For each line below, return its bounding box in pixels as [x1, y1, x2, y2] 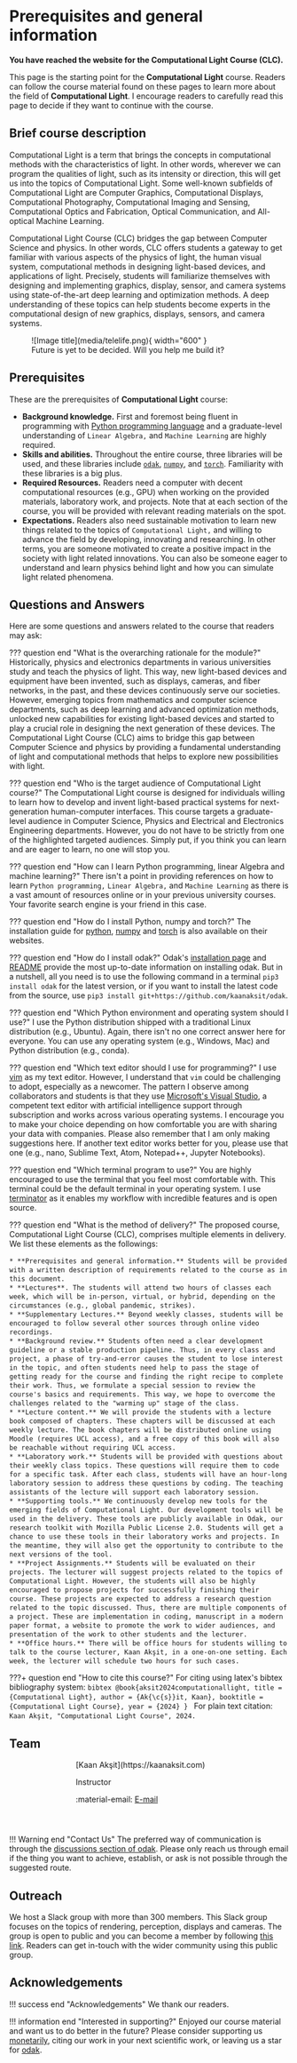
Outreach [9, 1888, 63, 1903]
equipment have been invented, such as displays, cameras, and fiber [9, 676, 261, 686]
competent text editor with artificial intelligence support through [9, 1100, 242, 1111]
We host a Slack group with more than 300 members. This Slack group [9, 1912, 268, 1922]
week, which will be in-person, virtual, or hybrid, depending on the [9, 1292, 276, 1301]
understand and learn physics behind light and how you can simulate [21, 562, 274, 572]
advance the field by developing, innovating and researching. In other [21, 533, 277, 544]
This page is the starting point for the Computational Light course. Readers [9, 71, 285, 82]
